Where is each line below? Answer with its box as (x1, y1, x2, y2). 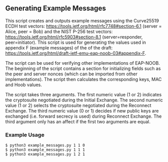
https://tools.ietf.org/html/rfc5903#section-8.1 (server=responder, (5, 34, 143, 40)
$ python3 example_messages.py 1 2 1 (5, 152, 85, 157)
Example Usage (5, 131, 45, 138)
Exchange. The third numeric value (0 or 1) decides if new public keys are (5, 107, 159, 114)
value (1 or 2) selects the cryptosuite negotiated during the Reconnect (5, 102, 151, 109)
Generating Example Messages (5, 4, 106, 13)
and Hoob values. (5, 82, 42, 88)
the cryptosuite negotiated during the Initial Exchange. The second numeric (5, 97, 163, 103)
